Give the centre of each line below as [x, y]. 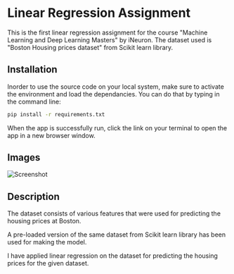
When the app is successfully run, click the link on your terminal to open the [117, 127]
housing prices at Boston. [44, 221]
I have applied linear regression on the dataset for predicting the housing [112, 256]
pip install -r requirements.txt [56, 114]
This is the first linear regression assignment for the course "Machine [108, 32]
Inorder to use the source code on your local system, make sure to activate [116, 87]
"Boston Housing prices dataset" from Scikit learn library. [90, 47]
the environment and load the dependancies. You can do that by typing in [113, 94]
